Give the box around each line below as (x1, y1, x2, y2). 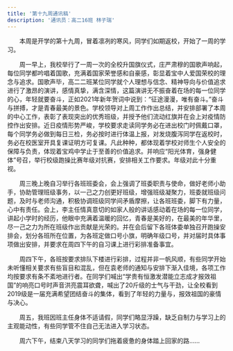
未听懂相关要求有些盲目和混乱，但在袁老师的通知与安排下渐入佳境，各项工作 (7, 263, 226, 272)
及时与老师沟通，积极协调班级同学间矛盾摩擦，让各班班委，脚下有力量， (19, 196, 226, 205)
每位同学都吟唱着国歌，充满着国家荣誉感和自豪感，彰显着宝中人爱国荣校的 (7, 69, 220, 77)
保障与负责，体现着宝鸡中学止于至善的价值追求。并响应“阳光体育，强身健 (7, 147, 217, 155)
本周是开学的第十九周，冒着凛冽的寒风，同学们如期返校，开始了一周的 (19, 36, 220, 45)
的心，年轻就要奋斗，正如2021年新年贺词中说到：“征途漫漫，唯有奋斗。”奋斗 (7, 95, 224, 103)
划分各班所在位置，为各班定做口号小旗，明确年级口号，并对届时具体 (25, 231, 220, 240)
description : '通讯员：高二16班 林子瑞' (7, 17, 115, 24)
